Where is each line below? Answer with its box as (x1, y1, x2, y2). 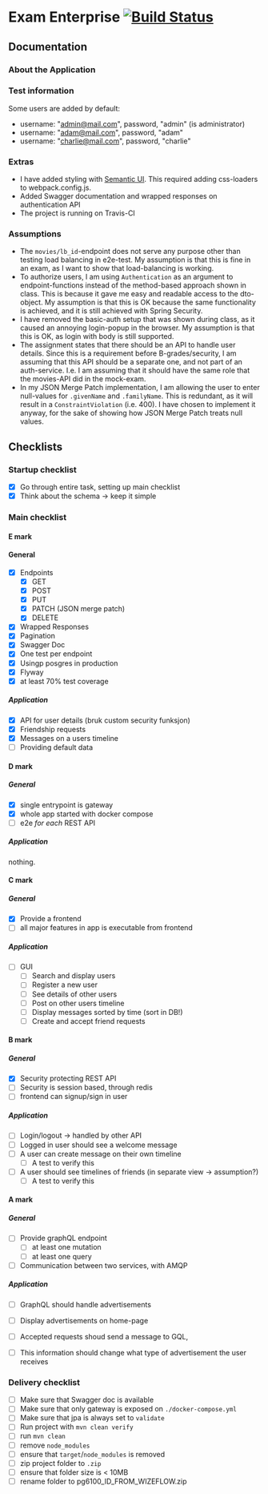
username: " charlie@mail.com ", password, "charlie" (19, 136, 191, 146)
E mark (8, 531, 32, 541)
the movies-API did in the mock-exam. (19, 374, 146, 384)
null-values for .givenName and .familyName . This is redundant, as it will (19, 391, 254, 401)
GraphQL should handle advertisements (19, 1299, 152, 1309)
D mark (8, 761, 34, 771)
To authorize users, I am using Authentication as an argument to (19, 272, 234, 282)
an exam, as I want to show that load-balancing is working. (19, 264, 214, 273)
